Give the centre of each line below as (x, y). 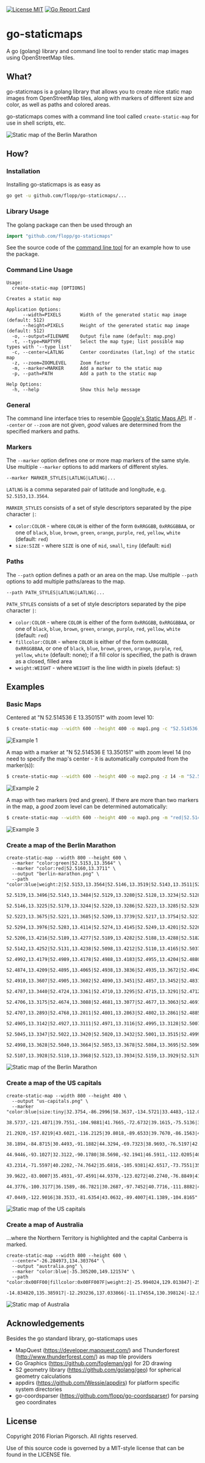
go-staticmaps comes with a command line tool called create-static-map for (103, 116)
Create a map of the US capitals (54, 1083)
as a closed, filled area (43, 661)
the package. (23, 254)
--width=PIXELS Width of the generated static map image (105, 315)
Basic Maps (24, 704)
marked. (17, 1244)
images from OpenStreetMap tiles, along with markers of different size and (100, 98)
